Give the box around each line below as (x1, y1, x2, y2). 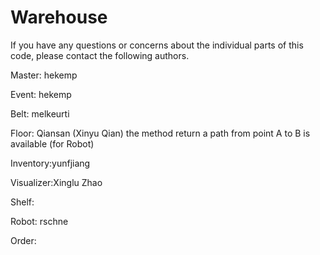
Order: (10, 234, 37, 246)
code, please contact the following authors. (10, 49, 190, 61)
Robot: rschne (10, 215, 69, 227)
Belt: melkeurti (10, 107, 70, 120)
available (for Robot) (10, 137, 95, 150)
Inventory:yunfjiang (10, 157, 91, 169)
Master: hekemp (10, 69, 78, 81)
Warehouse (10, 6, 108, 29)
